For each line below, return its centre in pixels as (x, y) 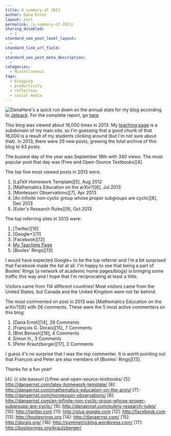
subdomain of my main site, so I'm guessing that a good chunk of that (79, 131)
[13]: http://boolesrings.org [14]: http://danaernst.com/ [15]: (68, 417)
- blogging (21, 81)
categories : (18, 67)
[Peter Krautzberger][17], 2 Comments (53, 344)
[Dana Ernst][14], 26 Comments (46, 322)
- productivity (26, 86)
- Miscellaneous (27, 72)
